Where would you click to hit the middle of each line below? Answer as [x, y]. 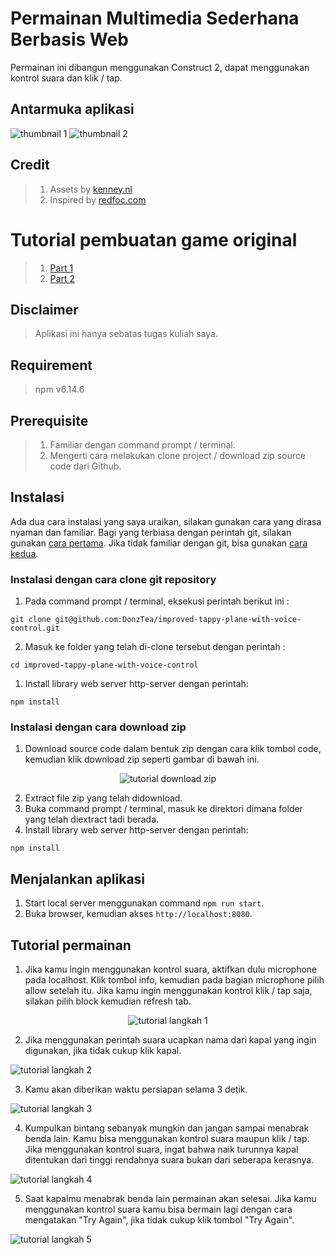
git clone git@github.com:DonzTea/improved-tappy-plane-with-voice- [156, 620]
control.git [35, 628]
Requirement [51, 365]
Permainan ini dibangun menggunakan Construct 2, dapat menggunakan [160, 67]
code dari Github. [85, 466]
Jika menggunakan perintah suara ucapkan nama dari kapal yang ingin [170, 1039]
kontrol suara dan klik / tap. [66, 78]
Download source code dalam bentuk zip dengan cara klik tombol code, [173, 749]
